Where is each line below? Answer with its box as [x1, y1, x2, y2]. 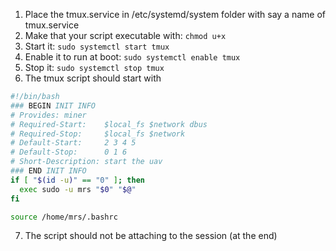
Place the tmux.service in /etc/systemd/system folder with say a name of [24, 9, 326, 20]
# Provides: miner [10, 110, 87, 120]
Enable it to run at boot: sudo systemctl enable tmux [24, 51, 241, 63]
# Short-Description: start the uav [10, 157, 163, 167]
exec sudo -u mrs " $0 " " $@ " [19, 184, 137, 194]
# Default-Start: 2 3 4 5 [10, 138, 137, 148]
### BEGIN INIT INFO [10, 100, 97, 111]
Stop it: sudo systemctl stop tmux [24, 62, 165, 73]
